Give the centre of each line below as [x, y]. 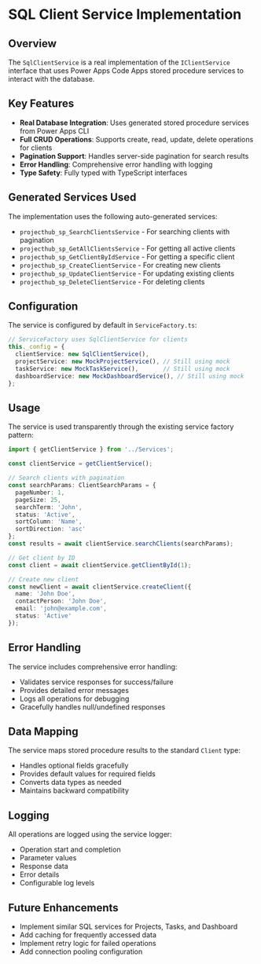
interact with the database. [51, 79]
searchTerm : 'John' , [49, 507]
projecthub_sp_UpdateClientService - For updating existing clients [127, 273]
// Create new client [44, 579]
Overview [33, 44]
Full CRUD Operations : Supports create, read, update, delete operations [136, 139]
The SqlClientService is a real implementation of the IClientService [119, 62]
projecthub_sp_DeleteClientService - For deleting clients [112, 281]
